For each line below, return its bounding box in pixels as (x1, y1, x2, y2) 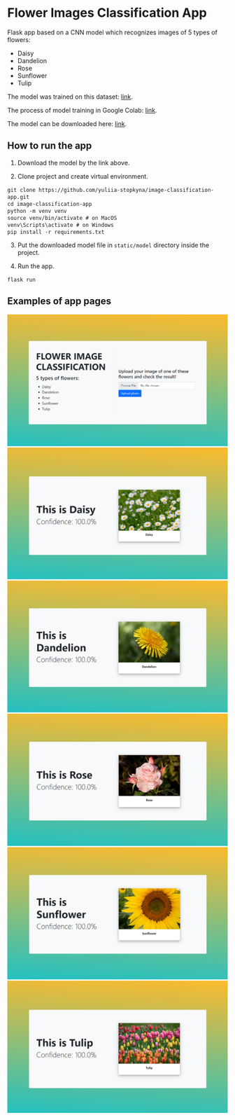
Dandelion (17, 56, 48, 64)
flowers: (7, 35, 31, 43)
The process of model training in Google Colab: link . (7, 106, 157, 114)
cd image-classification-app (7, 200, 92, 207)
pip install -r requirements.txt (7, 228, 105, 235)
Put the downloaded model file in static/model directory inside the (17, 240, 210, 249)
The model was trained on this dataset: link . (7, 92, 133, 101)
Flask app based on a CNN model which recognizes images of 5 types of (7, 28, 218, 36)
